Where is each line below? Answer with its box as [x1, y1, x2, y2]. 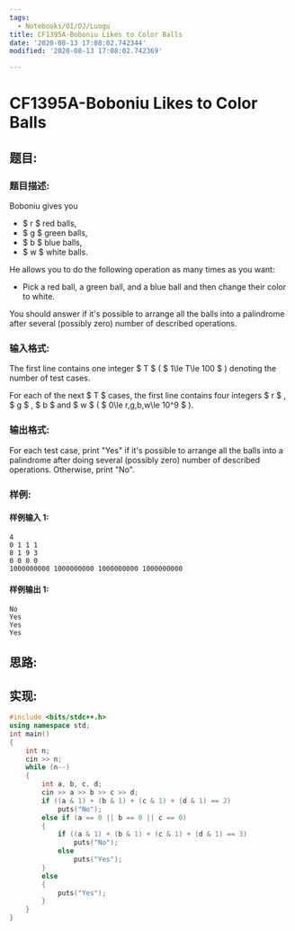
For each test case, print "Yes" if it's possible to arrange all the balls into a [9, 444, 283, 455]
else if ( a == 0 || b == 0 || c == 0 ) [41, 813, 187, 822]
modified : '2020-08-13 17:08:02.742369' [9, 47, 164, 56]
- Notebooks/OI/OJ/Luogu [17, 22, 111, 31]
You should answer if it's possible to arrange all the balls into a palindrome [9, 309, 285, 319]
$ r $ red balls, [22, 218, 77, 228]
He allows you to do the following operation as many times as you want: [9, 264, 275, 274]
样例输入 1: [9, 512, 49, 523]
